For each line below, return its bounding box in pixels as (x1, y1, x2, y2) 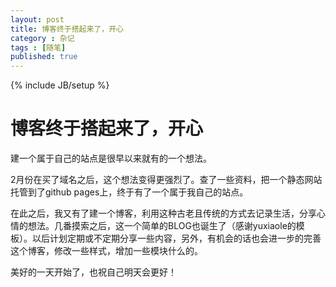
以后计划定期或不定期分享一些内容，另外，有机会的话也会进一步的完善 (31, 232, 322, 245)
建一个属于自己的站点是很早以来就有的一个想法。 (10, 152, 212, 165)
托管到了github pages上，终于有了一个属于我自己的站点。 (10, 186, 249, 198)
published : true (10, 52, 78, 62)
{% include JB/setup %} (10, 79, 110, 91)
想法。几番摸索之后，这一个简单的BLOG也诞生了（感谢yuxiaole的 (27, 220, 297, 232)
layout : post (10, 14, 65, 25)
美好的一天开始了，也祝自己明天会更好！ (10, 266, 177, 278)
